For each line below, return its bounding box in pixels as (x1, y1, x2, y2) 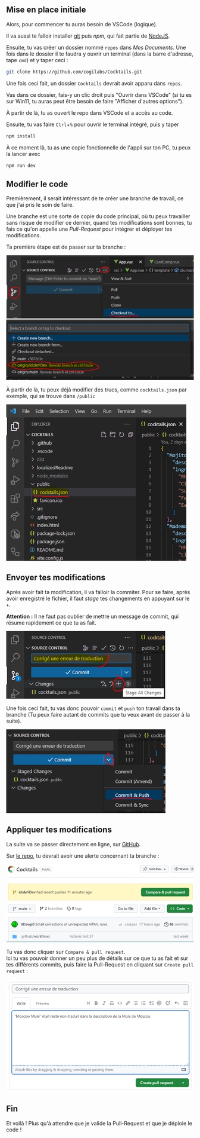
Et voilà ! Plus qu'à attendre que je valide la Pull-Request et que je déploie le (6, 1119, 192, 1127)
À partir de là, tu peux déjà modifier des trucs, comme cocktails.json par (6, 386, 187, 393)
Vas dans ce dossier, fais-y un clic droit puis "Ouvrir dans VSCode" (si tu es (6, 91, 192, 98)
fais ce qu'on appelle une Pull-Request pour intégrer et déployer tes (6, 225, 173, 233)
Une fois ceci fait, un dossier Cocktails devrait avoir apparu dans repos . (6, 79, 183, 87)
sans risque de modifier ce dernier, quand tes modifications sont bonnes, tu (6, 219, 192, 227)
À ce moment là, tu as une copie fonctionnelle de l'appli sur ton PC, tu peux (6, 143, 191, 151)
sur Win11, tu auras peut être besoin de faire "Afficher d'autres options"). (6, 97, 184, 105)
